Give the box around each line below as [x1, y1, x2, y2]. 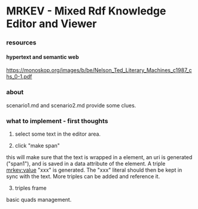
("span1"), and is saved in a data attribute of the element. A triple [6, 160, 166, 167]
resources [6, 38, 37, 47]
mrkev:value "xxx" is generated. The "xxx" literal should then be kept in [6, 166, 182, 174]
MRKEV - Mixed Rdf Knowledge [6, 4, 166, 18]
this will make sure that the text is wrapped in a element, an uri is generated [6, 153, 193, 160]
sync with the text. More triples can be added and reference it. [6, 172, 160, 180]
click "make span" [14, 142, 60, 149]
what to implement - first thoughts [6, 117, 109, 125]
